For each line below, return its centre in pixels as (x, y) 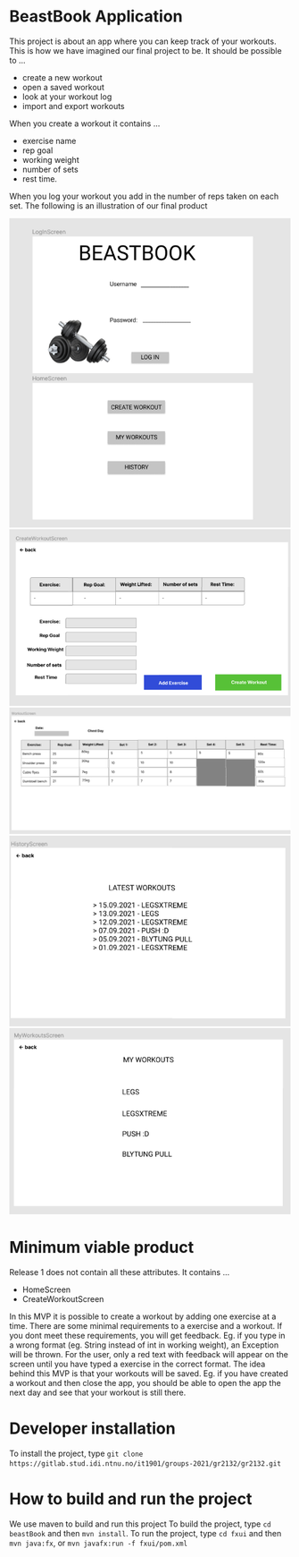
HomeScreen (46, 1289)
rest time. (40, 179)
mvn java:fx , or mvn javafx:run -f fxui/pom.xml (99, 1543)
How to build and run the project (131, 1498)
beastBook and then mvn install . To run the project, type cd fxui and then (145, 1533)
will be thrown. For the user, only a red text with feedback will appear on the (149, 1354)
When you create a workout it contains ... (85, 123)
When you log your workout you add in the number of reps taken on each (144, 196)
